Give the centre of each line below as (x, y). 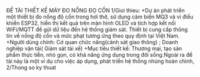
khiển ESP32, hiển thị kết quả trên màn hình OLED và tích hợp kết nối (91, 23)
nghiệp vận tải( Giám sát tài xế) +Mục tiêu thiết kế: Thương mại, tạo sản (94, 48)
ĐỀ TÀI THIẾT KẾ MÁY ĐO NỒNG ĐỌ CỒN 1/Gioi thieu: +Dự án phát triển (96, 10)
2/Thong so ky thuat (31, 67)
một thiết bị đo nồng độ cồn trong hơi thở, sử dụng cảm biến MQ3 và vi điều (100, 17)
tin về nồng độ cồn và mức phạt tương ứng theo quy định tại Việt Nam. (93, 36)
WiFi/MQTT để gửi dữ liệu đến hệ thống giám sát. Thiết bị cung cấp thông (97, 29)
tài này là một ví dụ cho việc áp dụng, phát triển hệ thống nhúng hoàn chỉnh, (100, 61)
